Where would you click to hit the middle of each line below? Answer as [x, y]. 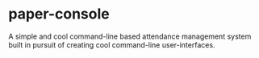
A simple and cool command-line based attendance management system [130, 36]
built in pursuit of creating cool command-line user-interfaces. [112, 44]
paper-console [59, 14]
